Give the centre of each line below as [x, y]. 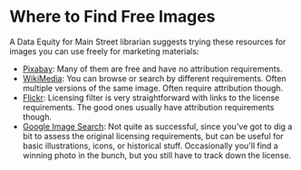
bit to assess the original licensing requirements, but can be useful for [153, 136]
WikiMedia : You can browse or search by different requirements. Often [155, 78]
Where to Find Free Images [112, 17]
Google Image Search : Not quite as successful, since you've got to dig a [157, 126]
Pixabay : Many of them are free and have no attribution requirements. [152, 69]
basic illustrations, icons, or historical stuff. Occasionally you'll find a [150, 146]
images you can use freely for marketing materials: [104, 51]
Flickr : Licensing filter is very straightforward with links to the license [151, 98]
